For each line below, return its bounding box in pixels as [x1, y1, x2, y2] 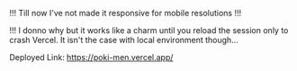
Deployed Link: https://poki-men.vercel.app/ [9, 52, 174, 62]
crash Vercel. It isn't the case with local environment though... [9, 35, 238, 45]
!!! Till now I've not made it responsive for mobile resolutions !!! [9, 8, 241, 18]
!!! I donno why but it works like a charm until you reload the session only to [9, 25, 289, 35]
